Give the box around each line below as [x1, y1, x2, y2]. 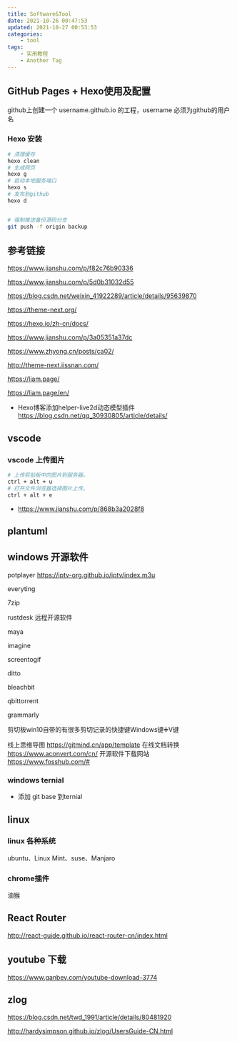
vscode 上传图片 [7, 455, 65, 465]
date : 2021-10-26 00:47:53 [7, 17, 88, 24]
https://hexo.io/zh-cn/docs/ [7, 319, 89, 328]
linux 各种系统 [7, 836, 56, 846]
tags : [7, 44, 24, 51]
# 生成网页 [7, 164, 36, 172]
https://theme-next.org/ [7, 305, 77, 314]
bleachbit [7, 683, 35, 691]
